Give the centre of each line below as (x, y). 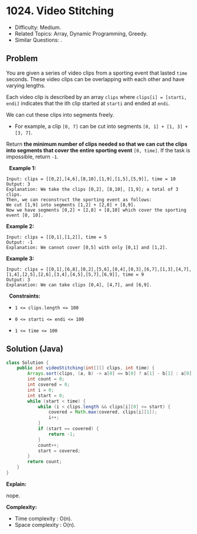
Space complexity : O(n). (45, 525)
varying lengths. (26, 85)
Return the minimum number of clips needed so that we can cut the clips (97, 144)
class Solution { (28, 363)
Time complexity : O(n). (43, 518)
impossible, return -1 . (33, 156)
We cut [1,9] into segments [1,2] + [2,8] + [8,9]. (71, 205)
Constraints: (25, 296)
